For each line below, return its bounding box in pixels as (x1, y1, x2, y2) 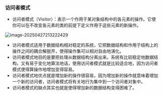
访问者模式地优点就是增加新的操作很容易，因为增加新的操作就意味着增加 (12, 73, 158, 78)
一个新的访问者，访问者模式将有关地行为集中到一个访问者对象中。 (12, 79, 145, 85)
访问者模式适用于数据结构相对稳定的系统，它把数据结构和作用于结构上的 (12, 42, 158, 48)
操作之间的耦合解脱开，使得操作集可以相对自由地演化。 (12, 48, 124, 54)
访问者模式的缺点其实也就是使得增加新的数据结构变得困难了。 (12, 85, 137, 91)
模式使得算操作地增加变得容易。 (12, 67, 77, 73)
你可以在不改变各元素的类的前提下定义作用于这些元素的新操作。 (12, 22, 141, 28)
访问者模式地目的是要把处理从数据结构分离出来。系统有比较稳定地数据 (12, 55, 154, 60)
